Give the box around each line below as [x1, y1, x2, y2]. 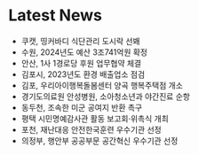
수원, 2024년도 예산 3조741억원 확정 [20, 46, 148, 58]
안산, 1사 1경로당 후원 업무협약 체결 [20, 58, 142, 68]
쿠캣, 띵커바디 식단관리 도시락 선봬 [20, 35, 140, 46]
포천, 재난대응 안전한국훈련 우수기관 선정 [20, 124, 162, 135]
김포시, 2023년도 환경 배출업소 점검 [20, 68, 146, 80]
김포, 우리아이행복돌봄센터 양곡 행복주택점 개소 [20, 80, 184, 90]
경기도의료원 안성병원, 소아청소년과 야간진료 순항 [20, 90, 190, 102]
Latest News [8, 5, 103, 26]
